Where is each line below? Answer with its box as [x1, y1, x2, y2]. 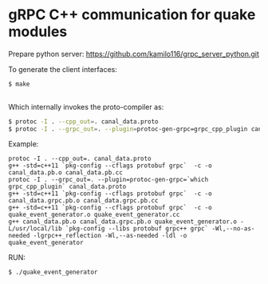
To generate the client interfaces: [8, 64, 117, 74]
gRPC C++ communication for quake [8, 6, 256, 24]
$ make [8, 80, 30, 88]
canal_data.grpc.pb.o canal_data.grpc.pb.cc [8, 197, 159, 205]
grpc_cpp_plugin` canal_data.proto [8, 182, 127, 191]
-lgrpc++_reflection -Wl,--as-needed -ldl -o [33, 232, 187, 240]
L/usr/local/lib [8, 225, 62, 233]
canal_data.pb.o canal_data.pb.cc [8, 169, 124, 177]
